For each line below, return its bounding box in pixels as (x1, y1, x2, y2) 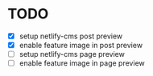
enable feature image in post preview (19, 41, 143, 50)
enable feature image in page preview (19, 58, 146, 68)
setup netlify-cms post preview (19, 31, 123, 41)
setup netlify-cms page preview (19, 50, 126, 59)
